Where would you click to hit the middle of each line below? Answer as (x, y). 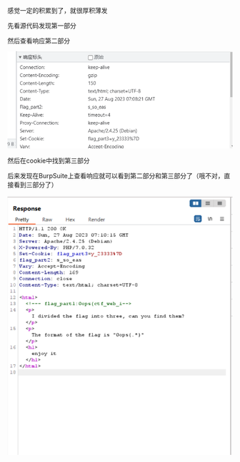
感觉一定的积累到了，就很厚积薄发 (57, 10)
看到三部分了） (35, 185)
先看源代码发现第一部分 (42, 26)
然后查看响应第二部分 (39, 41)
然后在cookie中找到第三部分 (49, 160)
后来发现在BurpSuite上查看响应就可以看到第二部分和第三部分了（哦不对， (116, 175)
